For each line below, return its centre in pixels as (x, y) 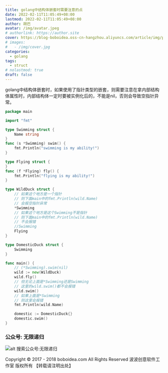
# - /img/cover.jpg (28, 47)
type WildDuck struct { (30, 189)
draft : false (19, 75)
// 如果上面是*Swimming (37, 296)
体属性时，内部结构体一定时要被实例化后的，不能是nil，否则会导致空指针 (80, 96)
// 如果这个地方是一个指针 (38, 194)
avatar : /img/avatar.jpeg (32, 28)
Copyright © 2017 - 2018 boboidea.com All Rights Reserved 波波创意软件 (80, 360)
